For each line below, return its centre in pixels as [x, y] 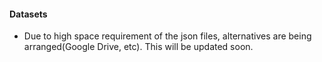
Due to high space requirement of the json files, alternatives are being [167, 36]
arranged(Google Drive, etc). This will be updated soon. [138, 47]
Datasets [28, 14]
